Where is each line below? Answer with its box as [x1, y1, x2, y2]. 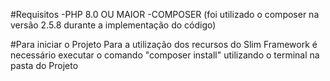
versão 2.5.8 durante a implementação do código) [10, 19, 217, 31]
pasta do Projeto [10, 60, 79, 71]
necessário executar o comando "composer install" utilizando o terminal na [10, 49, 320, 61]
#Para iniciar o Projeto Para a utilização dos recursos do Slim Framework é [10, 39, 318, 50]
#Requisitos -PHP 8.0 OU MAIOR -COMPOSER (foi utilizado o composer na [10, 9, 320, 20]
